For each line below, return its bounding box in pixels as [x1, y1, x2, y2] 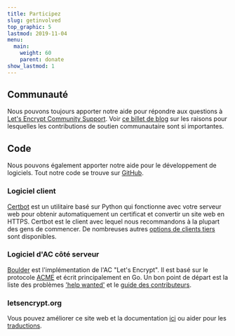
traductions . [7, 321, 42, 330]
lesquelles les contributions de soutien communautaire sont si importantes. [7, 122, 224, 131]
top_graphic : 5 [7, 23, 52, 30]
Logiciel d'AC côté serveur [7, 250, 100, 259]
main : [13, 43, 30, 50]
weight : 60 [20, 50, 52, 57]
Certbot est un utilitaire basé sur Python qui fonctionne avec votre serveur [7, 202, 222, 211]
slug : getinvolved [7, 17, 61, 24]
